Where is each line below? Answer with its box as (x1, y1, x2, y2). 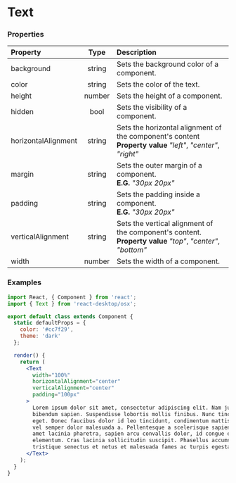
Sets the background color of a (117, 59, 219, 69)
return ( (20, 358, 46, 365)
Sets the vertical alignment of (117, 219, 214, 229)
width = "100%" (32, 371, 71, 379)
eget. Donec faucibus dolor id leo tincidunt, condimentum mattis (32, 417, 231, 425)
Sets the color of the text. (117, 80, 200, 89)
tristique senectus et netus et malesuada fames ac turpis (32, 444, 209, 451)
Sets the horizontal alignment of (117, 123, 222, 132)
